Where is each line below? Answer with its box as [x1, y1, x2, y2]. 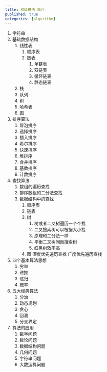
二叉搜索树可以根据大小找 [34, 227, 86, 233]
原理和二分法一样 [34, 233, 69, 239]
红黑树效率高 [34, 245, 60, 251]
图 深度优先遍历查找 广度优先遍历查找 [26, 251, 103, 257]
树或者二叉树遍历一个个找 [34, 220, 86, 226]
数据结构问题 [19, 343, 45, 349]
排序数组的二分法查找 [19, 190, 63, 196]
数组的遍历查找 [19, 184, 50, 189]
